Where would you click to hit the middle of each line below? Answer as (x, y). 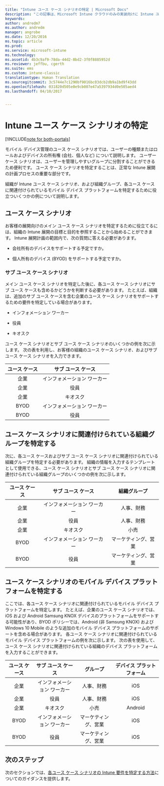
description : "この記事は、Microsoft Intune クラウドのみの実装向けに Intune (79, 14)
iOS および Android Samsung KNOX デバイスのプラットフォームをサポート (80, 616)
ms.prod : (14, 46)
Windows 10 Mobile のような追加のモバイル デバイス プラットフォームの (78, 628)
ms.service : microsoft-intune (36, 50)
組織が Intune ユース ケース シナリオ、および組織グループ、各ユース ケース (80, 184)
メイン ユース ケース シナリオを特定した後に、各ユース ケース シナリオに (78, 284)
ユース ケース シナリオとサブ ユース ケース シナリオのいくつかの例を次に (78, 344)
